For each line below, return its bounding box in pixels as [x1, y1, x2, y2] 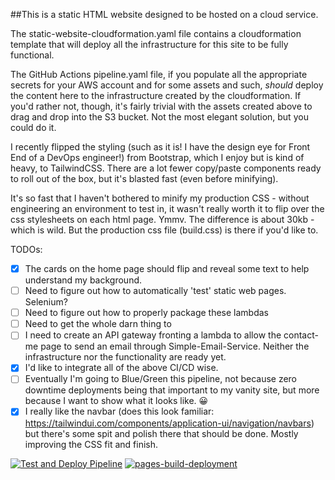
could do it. [10, 122, 57, 133]
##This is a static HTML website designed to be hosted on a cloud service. [10, 9, 319, 20]
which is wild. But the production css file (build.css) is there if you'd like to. [10, 224, 319, 236]
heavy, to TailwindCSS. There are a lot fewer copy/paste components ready [10, 162, 322, 174]
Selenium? [24, 296, 68, 308]
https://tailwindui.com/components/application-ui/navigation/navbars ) [24, 417, 315, 429]
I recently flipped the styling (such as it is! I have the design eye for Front [10, 141, 311, 153]
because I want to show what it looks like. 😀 [24, 395, 209, 407]
